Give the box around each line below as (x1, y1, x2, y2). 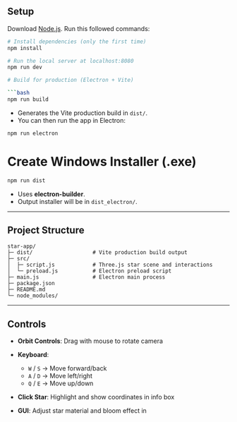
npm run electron (7, 130, 59, 137)
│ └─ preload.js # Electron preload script (7, 267, 172, 275)
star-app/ (7, 243, 37, 250)
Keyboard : (17, 351, 49, 359)
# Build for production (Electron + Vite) (7, 77, 134, 84)
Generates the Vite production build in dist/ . (17, 109, 148, 117)
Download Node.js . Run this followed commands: (7, 24, 150, 32)
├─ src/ (7, 255, 30, 263)
